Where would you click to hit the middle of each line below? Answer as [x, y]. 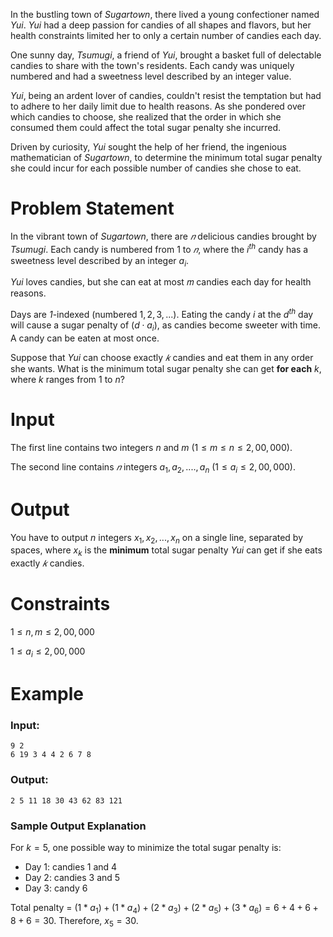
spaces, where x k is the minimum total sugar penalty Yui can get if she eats [166, 551]
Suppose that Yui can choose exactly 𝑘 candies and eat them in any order [162, 357]
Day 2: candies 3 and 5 [72, 877]
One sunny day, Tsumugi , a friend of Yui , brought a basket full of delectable [166, 55]
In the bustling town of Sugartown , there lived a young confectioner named [165, 14]
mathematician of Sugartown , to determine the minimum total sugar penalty [166, 157]
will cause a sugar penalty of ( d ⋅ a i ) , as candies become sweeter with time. [165, 326]
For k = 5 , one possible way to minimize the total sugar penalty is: [146, 847]
